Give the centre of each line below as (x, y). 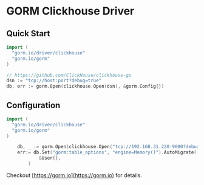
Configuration (33, 105)
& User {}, (50, 158)
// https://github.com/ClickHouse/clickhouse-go (69, 75)
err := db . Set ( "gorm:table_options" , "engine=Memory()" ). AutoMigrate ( (107, 152)
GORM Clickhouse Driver (70, 11)
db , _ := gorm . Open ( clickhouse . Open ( (65, 147)
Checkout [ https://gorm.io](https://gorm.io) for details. (74, 175)
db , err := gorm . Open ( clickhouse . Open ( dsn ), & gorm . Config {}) (85, 86)
